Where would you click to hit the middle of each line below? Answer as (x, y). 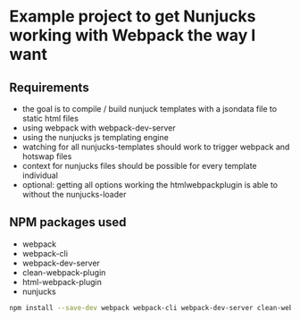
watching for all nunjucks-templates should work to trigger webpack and (156, 147)
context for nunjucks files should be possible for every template (139, 166)
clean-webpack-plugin (64, 272)
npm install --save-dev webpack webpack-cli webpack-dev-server (131, 307)
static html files (50, 118)
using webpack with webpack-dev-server (99, 128)
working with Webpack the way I (133, 35)
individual (40, 175)
